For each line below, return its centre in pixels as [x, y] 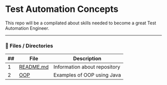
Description [87, 59]
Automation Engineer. [27, 28]
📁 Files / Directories [29, 46]
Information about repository [87, 67]
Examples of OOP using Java [87, 75]
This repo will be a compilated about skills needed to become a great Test [81, 23]
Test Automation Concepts [62, 9]
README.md [34, 67]
